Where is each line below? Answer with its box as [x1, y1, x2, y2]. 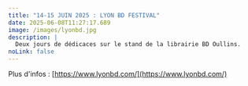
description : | [8, 33, 58, 41]
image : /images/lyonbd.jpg [8, 26, 97, 34]
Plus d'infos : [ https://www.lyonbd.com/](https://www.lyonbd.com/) [8, 70, 228, 78]
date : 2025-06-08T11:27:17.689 [8, 19, 111, 27]
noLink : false [8, 48, 55, 56]
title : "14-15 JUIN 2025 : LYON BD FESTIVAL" [8, 11, 160, 20]
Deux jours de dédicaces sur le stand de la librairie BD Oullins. [15, 41, 242, 48]
